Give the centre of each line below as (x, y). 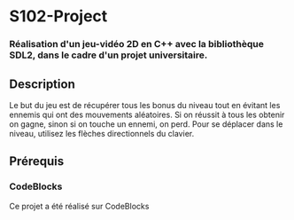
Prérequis (37, 161)
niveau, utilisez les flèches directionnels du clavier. (102, 133)
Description (42, 84)
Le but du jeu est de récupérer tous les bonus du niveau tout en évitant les (145, 105)
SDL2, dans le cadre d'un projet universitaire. (108, 55)
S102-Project (58, 16)
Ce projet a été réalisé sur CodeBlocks (79, 206)
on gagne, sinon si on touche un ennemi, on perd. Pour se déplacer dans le (146, 124)
